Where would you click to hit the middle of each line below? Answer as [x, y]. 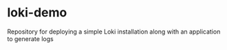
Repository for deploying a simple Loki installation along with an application [114, 32]
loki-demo [37, 13]
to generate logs [30, 38]
